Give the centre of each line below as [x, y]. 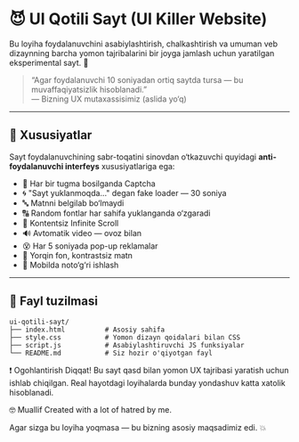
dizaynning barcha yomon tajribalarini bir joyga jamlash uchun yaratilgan [142, 53]
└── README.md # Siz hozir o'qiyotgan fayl [111, 353]
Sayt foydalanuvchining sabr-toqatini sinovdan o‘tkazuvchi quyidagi [133, 157]
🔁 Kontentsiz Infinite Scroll [70, 223]
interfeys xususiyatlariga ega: [120, 166]
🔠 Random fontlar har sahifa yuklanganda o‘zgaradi [116, 213]
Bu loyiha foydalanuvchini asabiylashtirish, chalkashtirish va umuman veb [144, 44]
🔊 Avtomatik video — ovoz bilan [82, 233]
